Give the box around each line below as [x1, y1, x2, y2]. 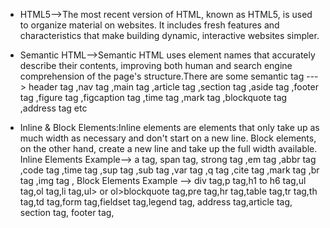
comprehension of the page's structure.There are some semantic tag [19, 70, 305, 82]
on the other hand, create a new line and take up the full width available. [19, 143, 318, 154]
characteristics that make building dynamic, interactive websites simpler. [19, 30, 320, 41]
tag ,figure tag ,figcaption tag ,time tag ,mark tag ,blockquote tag [19, 92, 288, 103]
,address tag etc [19, 102, 88, 114]
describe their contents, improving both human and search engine [19, 60, 293, 71]
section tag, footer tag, [19, 207, 115, 218]
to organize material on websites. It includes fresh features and [19, 19, 280, 31]
